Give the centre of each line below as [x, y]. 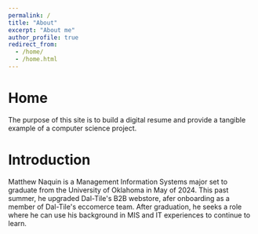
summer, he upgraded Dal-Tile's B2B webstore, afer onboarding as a [119, 198]
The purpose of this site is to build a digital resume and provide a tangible [127, 119]
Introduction [49, 160]
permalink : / [29, 15]
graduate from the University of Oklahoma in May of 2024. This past [118, 190]
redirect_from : [33, 45]
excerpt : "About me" [42, 30]
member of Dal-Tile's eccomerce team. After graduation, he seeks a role [125, 207]
